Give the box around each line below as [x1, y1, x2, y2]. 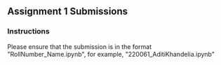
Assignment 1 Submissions [7, 6, 128, 17]
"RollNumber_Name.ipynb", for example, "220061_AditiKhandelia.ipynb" [7, 50, 215, 58]
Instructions [7, 27, 51, 36]
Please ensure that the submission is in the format [7, 42, 152, 51]
